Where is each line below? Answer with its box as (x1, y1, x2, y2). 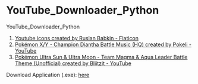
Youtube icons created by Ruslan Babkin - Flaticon (14, 34, 139, 41)
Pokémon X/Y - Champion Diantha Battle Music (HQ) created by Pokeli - (14, 41, 192, 48)
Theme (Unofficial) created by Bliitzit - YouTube (14, 60, 132, 67)
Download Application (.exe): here (6, 71, 90, 78)
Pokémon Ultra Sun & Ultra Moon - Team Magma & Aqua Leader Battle (14, 53, 188, 60)
